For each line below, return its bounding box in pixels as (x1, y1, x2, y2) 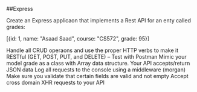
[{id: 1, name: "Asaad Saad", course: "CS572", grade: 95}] (6, 35, 150, 42)
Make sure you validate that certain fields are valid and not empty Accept (6, 73, 189, 79)
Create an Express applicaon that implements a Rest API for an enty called (6, 17, 192, 24)
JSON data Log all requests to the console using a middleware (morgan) (6, 66, 186, 73)
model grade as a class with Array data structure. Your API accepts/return (6, 60, 190, 67)
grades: (6, 24, 25, 30)
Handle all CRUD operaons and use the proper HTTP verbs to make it (6, 47, 179, 54)
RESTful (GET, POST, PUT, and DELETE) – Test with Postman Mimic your (6, 53, 187, 60)
